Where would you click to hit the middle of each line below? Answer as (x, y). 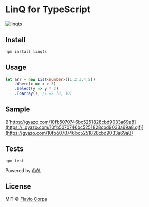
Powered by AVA (23, 170)
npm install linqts (26, 52)
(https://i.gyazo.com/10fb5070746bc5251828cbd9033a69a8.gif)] (74, 127)
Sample (18, 110)
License (18, 187)
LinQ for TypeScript (48, 10)
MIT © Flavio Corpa (26, 199)
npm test (15, 161)
